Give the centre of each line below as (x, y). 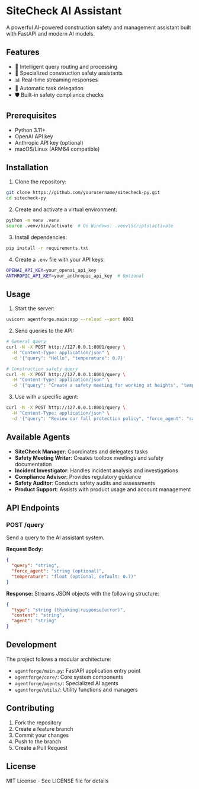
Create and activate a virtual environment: (66, 209)
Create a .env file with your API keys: (60, 259)
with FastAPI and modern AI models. (50, 33)
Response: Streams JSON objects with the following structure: (83, 593)
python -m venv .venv (33, 221)
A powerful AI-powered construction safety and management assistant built (99, 27)
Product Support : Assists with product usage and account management (103, 489)
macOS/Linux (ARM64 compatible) (57, 149)
